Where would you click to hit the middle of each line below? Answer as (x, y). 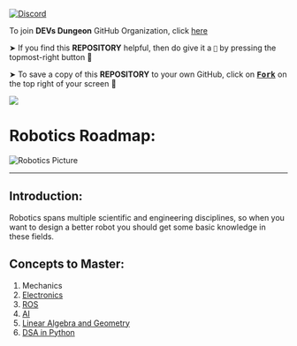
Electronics (42, 295)
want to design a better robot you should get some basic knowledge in (138, 227)
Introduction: (46, 196)
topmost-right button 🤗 (51, 57)
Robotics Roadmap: (83, 136)
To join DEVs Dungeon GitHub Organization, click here (108, 30)
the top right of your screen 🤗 (63, 83)
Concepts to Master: (67, 264)
